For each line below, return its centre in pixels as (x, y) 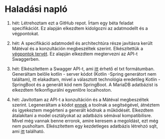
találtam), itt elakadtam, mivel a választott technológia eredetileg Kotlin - (86, 79)
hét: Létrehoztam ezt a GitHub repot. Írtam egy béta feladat (73, 23)
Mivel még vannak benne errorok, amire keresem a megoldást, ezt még (85, 121)
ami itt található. (28, 131)
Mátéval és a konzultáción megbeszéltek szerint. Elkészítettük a (77, 48)
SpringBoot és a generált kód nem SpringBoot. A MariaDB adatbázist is (85, 84)
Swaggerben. (26, 59)
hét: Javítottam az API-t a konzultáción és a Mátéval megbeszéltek (80, 99)
